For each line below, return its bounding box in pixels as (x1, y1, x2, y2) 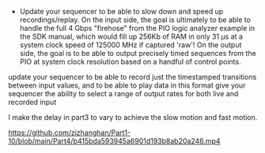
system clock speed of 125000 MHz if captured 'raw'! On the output (19, 40, 242, 50)
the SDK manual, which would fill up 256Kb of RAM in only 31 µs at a (19, 32, 244, 41)
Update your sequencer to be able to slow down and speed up (19, 7, 224, 16)
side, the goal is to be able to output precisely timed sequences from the (19, 49, 257, 58)
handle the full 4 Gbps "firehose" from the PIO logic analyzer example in (19, 24, 256, 32)
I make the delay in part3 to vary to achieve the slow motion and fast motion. (8, 113, 258, 121)
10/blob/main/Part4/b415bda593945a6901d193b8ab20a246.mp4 (8, 136, 221, 145)
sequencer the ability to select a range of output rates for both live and (8, 89, 239, 98)
